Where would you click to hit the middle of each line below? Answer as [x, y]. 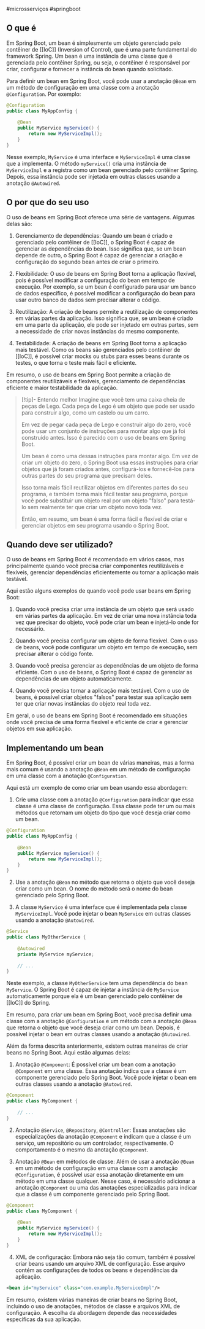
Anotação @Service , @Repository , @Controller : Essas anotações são [100, 1130]
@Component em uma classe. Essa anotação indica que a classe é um [101, 1071]
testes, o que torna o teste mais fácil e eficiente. [76, 362]
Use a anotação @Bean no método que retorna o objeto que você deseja [105, 882]
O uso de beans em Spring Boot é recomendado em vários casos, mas [95, 559]
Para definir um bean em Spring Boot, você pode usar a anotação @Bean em [101, 81]
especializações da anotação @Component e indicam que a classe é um [103, 1136]
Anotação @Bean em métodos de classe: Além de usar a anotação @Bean [105, 1161]
